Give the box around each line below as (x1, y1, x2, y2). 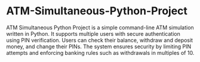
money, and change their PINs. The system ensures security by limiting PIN (6, 43, 192, 50)
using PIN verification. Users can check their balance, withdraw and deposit (6, 36, 193, 44)
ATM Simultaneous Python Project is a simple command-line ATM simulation (6, 24, 194, 31)
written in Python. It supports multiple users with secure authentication (6, 30, 180, 37)
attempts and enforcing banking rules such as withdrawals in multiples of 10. (6, 49, 195, 56)
